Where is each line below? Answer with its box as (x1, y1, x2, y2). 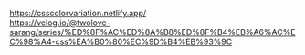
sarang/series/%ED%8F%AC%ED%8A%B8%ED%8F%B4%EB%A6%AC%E (9, 27, 296, 37)
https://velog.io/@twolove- (9, 17, 111, 28)
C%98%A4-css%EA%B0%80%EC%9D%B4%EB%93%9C (9, 36, 233, 47)
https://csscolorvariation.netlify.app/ (9, 8, 147, 18)
